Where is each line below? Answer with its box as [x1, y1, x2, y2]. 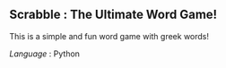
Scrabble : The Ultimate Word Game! [9, 7, 218, 22]
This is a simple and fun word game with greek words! [9, 30, 209, 41]
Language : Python [9, 48, 81, 59]
